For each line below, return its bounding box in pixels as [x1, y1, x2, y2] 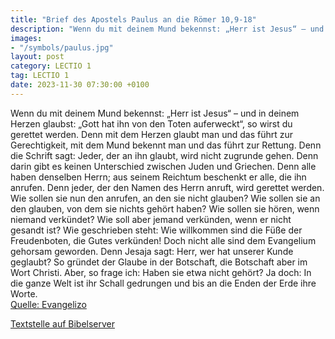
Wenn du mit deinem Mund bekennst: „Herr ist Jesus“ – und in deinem [10, 107, 300, 119]
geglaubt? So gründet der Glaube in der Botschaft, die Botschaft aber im [10, 256, 308, 268]
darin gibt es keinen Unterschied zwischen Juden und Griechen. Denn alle [10, 160, 317, 172]
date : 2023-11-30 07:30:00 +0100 [10, 80, 150, 90]
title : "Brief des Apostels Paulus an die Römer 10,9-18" [10, 14, 257, 25]
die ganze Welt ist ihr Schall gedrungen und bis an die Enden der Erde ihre [10, 277, 317, 289]
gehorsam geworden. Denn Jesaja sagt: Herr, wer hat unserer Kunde [10, 245, 294, 257]
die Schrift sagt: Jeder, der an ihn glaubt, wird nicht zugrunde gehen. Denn [10, 149, 319, 161]
